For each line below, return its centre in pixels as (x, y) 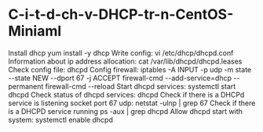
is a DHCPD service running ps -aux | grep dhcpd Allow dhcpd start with (126, 111)
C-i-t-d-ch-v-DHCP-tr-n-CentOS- (121, 15)
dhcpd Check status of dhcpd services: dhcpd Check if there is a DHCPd (126, 94)
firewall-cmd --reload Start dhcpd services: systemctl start (141, 86)
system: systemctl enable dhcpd (61, 119)
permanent (26, 86)
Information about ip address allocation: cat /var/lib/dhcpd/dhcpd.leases (125, 61)
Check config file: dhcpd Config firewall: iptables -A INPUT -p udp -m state (130, 69)
